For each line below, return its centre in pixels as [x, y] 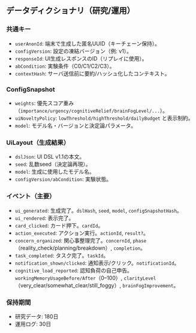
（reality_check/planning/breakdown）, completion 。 [80, 248]
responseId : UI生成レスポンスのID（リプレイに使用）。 [81, 58]
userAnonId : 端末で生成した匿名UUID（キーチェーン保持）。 [88, 43]
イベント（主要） [31, 196]
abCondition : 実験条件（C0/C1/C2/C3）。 [65, 66]
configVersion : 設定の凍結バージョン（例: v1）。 [73, 51]
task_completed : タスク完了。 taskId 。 [62, 255]
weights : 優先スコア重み [44, 103]
